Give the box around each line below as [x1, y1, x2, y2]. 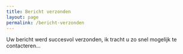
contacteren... [6, 42, 41, 49]
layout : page [6, 14, 39, 20]
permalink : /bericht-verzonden [6, 20, 85, 26]
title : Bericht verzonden [6, 8, 71, 15]
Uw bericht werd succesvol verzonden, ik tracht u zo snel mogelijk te [6, 36, 177, 43]
